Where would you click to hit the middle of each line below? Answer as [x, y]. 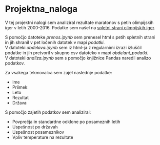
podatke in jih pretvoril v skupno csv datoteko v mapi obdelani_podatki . [77, 53]
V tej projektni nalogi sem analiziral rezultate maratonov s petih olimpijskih [79, 22]
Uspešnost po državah [35, 127]
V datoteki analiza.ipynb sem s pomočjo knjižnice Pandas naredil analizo [78, 58]
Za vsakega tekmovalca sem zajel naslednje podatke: [59, 72]
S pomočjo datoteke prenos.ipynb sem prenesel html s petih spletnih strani [80, 37]
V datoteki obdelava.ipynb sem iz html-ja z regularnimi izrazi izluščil [73, 47]
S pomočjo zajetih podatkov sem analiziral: [48, 112]
